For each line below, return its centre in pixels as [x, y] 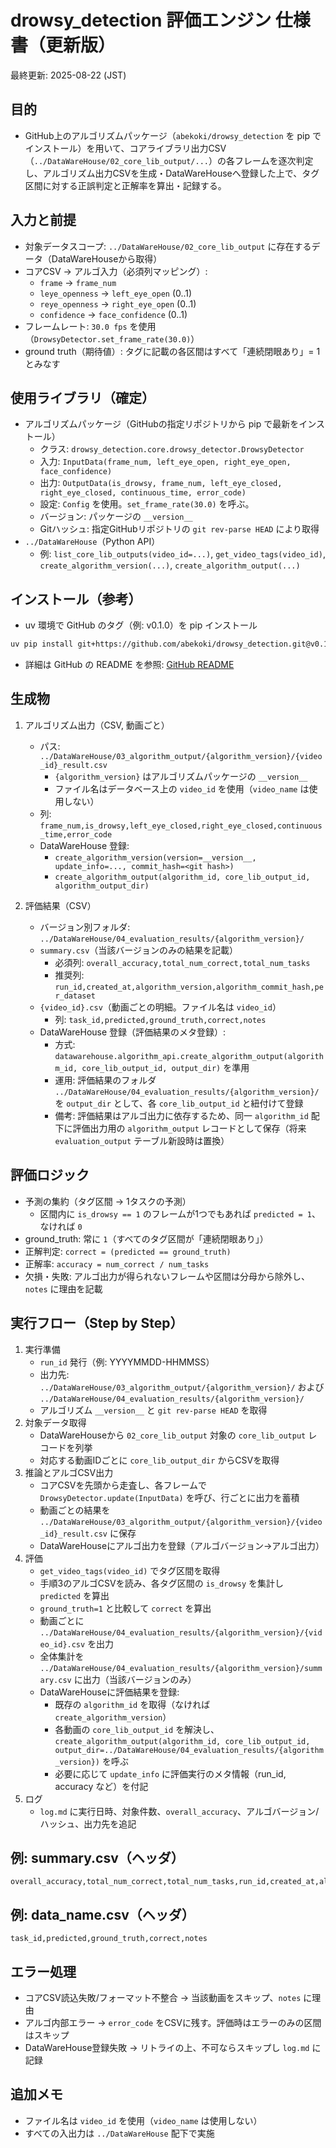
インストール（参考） [76, 599]
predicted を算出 [74, 1595]
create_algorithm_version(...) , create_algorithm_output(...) [170, 565]
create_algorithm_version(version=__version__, [155, 857]
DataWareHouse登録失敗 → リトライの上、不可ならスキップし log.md [167, 2047]
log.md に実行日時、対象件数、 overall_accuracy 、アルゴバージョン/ [179, 1811]
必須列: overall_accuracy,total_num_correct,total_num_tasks [182, 962]
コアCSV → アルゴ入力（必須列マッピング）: [116, 271]
